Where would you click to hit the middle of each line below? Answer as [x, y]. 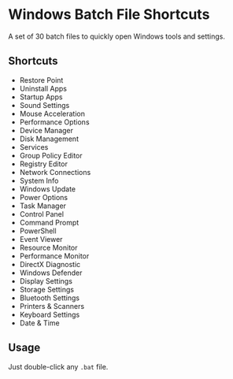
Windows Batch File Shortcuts [109, 15]
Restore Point [41, 80]
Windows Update [48, 189]
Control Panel [42, 214]
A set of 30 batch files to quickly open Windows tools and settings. [117, 36]
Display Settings [46, 281]
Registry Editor [44, 164]
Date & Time [40, 323]
